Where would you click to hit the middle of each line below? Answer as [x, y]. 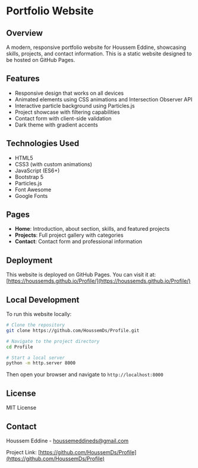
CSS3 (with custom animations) [53, 164]
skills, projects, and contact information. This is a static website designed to [99, 54]
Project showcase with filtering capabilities [67, 112]
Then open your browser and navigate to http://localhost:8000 [85, 374]
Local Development [43, 300]
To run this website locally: [39, 314]
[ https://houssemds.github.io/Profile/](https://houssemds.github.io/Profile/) [98, 281]
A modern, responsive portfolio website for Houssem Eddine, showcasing [96, 47]
